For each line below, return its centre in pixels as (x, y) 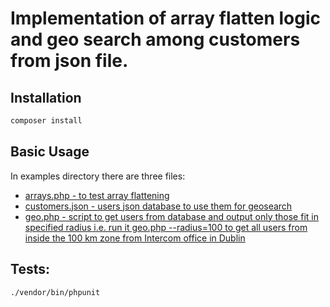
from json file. (69, 61)
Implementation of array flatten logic (165, 18)
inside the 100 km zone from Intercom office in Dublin (135, 238)
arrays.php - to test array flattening (97, 195)
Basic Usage (50, 152)
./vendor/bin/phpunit (55, 292)
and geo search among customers (155, 39)
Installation (46, 97)
